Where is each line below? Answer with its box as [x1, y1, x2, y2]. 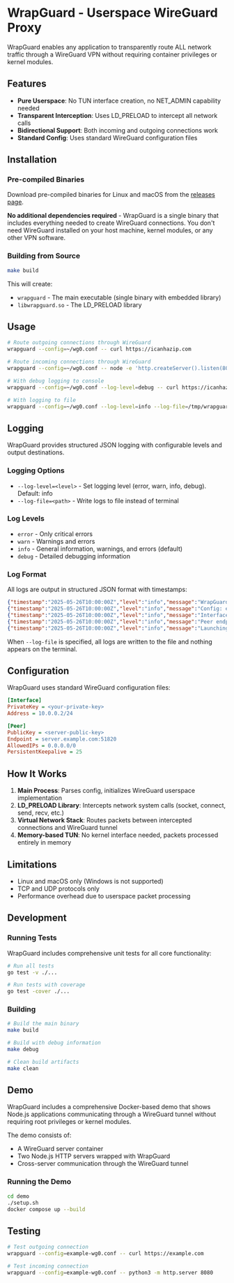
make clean [7, 1065, 39, 1072]
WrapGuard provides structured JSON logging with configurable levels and [7, 441, 222, 450]
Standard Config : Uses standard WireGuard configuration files [17, 133, 198, 142]
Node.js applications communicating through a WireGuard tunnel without [7, 1110, 217, 1118]
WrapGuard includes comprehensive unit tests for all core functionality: [7, 949, 212, 957]
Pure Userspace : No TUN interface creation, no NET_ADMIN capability [17, 96, 221, 105]
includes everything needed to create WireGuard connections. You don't [7, 218, 215, 228]
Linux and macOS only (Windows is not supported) [17, 877, 164, 885]
